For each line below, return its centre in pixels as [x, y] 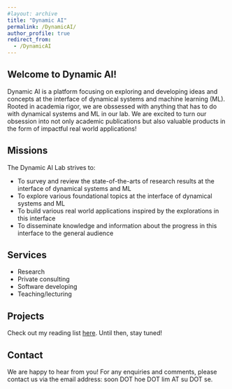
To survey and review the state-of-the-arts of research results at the [116, 181]
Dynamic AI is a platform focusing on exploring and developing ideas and [113, 91]
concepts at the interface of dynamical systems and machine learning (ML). [116, 99]
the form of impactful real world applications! [72, 128]
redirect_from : [29, 40]
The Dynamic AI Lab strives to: [51, 167]
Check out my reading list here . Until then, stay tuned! [85, 333]
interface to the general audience [65, 233]
